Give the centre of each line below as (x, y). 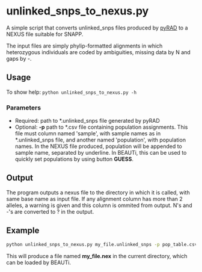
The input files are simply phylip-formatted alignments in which (84, 46)
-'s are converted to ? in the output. (50, 211)
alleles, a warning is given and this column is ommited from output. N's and (99, 205)
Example (23, 231)
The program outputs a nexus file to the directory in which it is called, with (98, 192)
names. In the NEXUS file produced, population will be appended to (98, 146)
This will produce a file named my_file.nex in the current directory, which (97, 256)
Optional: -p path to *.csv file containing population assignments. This (101, 127)
